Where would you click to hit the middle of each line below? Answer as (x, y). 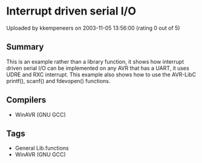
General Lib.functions (42, 148)
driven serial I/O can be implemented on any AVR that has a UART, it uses (98, 68)
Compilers (26, 100)
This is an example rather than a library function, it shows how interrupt (95, 61)
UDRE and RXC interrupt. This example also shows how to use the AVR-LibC (101, 75)
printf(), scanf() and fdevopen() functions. (58, 81)
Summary (25, 47)
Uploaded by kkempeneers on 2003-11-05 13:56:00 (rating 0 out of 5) (93, 28)
